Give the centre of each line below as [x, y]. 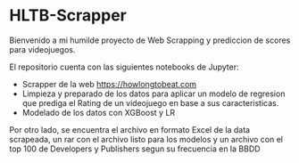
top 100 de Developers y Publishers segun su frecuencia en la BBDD [135, 149]
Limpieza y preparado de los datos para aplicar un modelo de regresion [154, 94]
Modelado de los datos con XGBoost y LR [99, 112]
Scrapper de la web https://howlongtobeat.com [109, 84]
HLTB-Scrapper [68, 16]
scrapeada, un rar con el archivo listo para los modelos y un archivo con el [146, 139]
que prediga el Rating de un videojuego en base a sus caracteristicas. [150, 102]
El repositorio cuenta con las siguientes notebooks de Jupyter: [124, 67]
